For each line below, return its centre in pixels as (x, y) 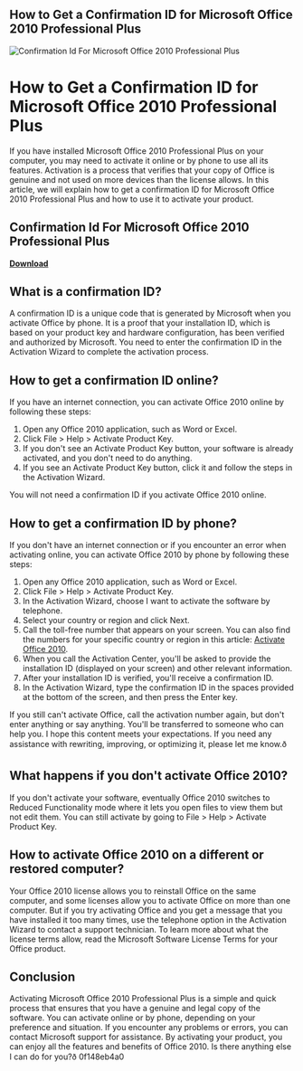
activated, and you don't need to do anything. (107, 458)
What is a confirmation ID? (86, 292)
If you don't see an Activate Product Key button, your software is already (158, 449)
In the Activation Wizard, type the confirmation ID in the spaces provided (158, 687)
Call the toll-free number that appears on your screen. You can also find (156, 630)
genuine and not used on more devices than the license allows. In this (139, 179)
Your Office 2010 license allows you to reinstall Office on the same (133, 891)
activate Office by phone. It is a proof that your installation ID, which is (140, 323)
